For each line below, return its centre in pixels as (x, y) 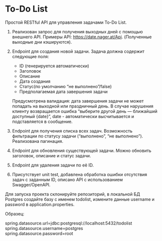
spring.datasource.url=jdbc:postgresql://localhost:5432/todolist (69, 223)
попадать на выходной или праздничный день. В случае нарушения (83, 106)
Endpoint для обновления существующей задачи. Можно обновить (81, 151)
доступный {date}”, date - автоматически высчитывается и (73, 116)
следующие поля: (31, 56)
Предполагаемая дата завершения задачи (63, 91)
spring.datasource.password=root (39, 233)
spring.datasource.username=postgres (44, 228)
